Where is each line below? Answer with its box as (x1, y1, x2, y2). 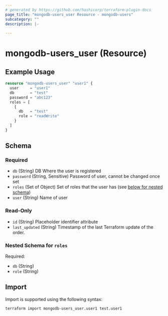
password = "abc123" (10, 95, 53, 100)
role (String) (12, 268, 39, 274)
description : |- (5, 21, 39, 27)
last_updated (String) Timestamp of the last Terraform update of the (12, 224, 154, 230)
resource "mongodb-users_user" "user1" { (5, 81, 93, 86)
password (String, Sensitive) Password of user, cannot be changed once (12, 173, 160, 179)
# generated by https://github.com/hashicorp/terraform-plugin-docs (5, 7, 151, 13)
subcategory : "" (5, 17, 39, 22)
